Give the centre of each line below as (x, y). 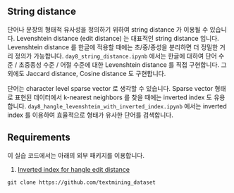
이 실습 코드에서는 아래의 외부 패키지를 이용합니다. (76, 155)
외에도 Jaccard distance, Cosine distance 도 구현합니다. (87, 73)
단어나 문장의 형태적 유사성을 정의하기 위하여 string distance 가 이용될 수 (108, 29)
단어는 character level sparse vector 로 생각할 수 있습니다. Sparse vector (110, 88)
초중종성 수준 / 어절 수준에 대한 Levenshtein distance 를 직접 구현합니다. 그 (123, 64)
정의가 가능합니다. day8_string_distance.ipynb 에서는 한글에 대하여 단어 (116, 56)
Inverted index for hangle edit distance (74, 169)
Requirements (39, 138)
